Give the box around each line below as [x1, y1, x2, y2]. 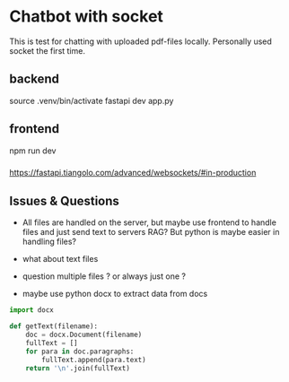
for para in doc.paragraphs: [25, 347, 135, 356]
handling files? [22, 236, 77, 247]
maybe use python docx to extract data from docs [22, 289, 208, 300]
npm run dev [9, 145, 57, 156]
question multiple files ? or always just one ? [22, 271, 187, 282]
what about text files [22, 254, 99, 265]
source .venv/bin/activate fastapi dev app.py [9, 95, 174, 106]
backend [9, 72, 60, 87]
